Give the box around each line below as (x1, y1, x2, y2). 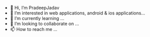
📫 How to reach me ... (10, 26, 57, 32)
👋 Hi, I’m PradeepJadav (10, 5, 59, 10)
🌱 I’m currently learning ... (10, 15, 65, 21)
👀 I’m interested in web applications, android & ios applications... (10, 10, 145, 16)
